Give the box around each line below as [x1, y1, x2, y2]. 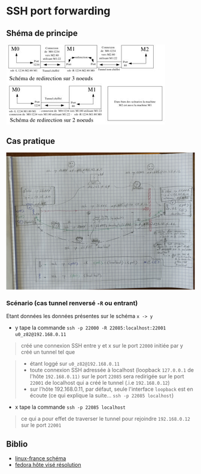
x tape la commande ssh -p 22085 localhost [14, 403, 126, 411]
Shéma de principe [6, 28, 78, 38]
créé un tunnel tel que [20, 349, 75, 356]
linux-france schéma [14, 455, 66, 462]
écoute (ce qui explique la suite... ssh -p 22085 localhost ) [29, 392, 174, 399]
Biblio [6, 439, 28, 449]
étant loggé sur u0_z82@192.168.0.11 [29, 360, 120, 367]
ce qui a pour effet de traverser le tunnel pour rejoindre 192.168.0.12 [20, 415, 190, 422]
